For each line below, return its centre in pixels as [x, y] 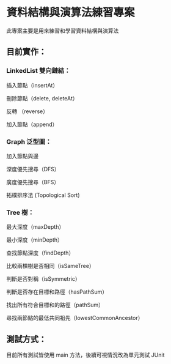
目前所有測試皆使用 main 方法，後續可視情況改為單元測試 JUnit [85, 355]
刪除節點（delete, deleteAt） [42, 98]
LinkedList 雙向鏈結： [38, 71]
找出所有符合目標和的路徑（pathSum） [55, 305]
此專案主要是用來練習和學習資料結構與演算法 [63, 31]
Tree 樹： [20, 212]
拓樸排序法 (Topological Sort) [43, 195]
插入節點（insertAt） [32, 85]
